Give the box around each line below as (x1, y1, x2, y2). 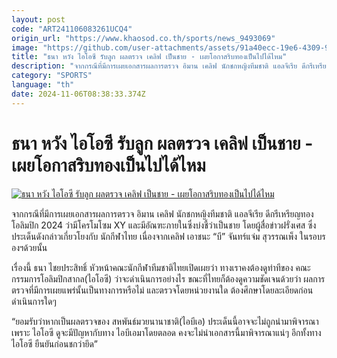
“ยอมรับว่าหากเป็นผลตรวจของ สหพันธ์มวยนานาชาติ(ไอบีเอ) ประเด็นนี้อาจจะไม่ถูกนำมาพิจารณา (11, 315, 319, 327)
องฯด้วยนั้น (11, 241, 48, 253)
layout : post (11, 14, 66, 25)
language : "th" (11, 80, 75, 90)
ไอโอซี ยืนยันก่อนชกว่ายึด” (11, 337, 98, 350)
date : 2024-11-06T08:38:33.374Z (11, 89, 146, 99)
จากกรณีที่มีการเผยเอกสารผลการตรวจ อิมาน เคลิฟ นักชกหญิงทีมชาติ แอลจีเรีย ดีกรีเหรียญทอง (11, 207, 314, 220)
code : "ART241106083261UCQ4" (11, 24, 133, 34)
